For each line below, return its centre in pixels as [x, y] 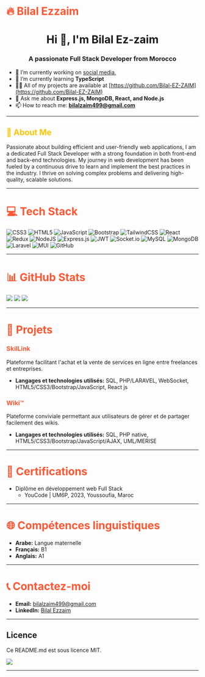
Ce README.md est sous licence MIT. [54, 650]
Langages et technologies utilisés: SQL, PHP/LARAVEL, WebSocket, [102, 380]
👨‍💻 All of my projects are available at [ [63, 85]
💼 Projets [30, 330]
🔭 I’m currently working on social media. [66, 72]
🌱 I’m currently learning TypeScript [59, 78]
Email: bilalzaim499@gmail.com [56, 603]
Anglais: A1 [30, 556]
